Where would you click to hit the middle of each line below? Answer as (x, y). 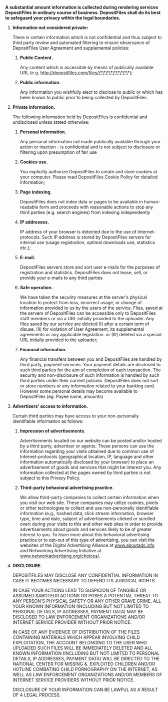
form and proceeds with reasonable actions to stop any (96, 207)
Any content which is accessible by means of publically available (87, 67)
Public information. (40, 82)
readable (29, 207)
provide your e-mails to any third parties (61, 278)
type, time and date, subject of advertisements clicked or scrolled (87, 519)
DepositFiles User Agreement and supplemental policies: (71, 48)
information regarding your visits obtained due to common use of (87, 451)
